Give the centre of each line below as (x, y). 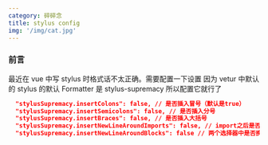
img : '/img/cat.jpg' (43, 30)
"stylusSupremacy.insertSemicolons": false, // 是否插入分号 (116, 111)
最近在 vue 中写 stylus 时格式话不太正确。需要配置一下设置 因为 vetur (122, 78)
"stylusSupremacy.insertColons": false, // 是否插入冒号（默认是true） (130, 104)
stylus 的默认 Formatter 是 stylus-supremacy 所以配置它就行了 (119, 88)
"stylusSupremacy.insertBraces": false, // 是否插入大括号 (111, 119)
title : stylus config (44, 23)
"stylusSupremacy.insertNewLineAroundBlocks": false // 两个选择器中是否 (136, 133)
